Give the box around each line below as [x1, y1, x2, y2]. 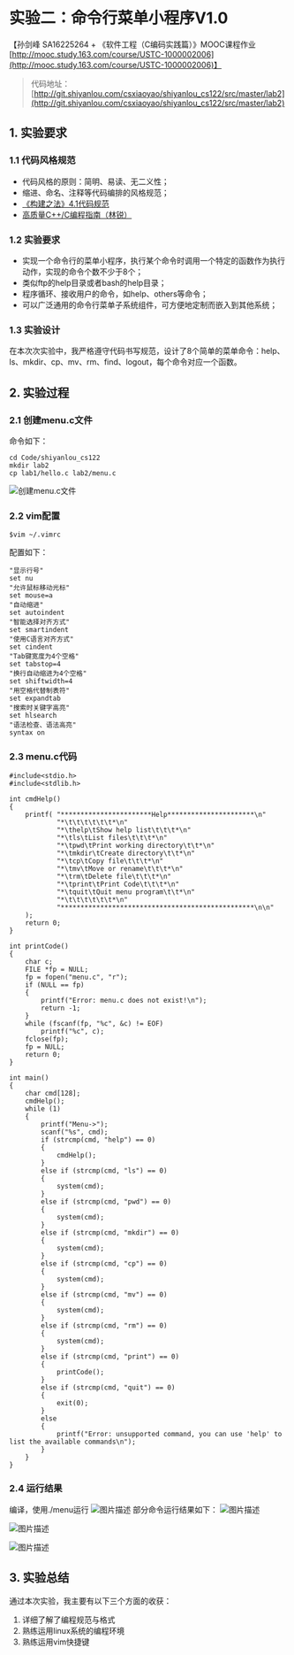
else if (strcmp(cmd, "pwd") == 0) [41, 1197, 172, 1206]
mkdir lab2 [9, 461, 49, 470]
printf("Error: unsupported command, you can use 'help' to [56, 1429, 283, 1438]
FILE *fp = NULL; [25, 965, 89, 974]
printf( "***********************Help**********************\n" [25, 810, 267, 819]
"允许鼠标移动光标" [9, 583, 71, 593]
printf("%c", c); [41, 1027, 104, 1035]
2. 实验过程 [9, 385, 70, 400]
